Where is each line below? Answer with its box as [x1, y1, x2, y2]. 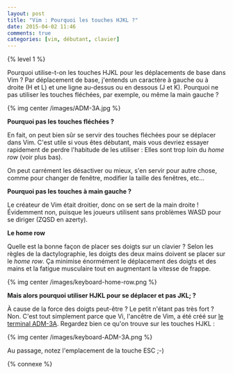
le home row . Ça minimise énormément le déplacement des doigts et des [7, 257, 217, 266]
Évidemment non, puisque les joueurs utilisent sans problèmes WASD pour [7, 208, 221, 216]
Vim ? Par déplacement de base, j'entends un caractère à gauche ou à [7, 76, 209, 84]
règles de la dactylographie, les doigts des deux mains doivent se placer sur [7, 250, 226, 258]
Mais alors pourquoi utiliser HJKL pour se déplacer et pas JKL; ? [7, 291, 196, 300]
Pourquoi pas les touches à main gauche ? [7, 187, 132, 196]
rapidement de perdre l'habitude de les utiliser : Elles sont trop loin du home [7, 146, 225, 154]
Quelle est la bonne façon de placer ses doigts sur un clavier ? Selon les [7, 242, 214, 250]
